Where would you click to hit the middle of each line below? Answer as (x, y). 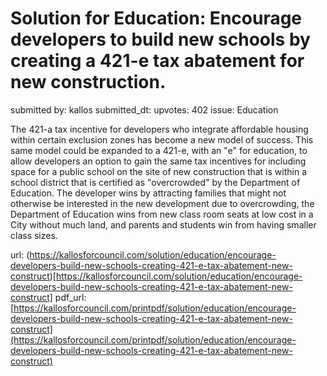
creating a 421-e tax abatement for (157, 61)
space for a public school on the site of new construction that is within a (159, 171)
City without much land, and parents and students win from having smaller (163, 224)
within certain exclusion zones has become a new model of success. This (162, 139)
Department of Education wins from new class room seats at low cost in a (162, 214)
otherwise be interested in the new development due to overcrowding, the (162, 203)
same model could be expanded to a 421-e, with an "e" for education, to (159, 150)
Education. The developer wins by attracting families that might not (148, 193)
